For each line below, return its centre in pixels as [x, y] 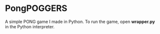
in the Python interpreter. [30, 26]
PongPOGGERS [36, 8]
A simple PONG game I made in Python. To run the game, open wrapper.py [80, 22]
